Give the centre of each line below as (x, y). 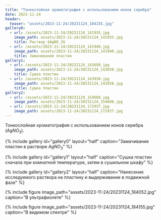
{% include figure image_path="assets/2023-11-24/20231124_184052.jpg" (81, 192)
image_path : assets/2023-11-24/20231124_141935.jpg (68, 38)
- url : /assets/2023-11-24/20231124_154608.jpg (60, 97)
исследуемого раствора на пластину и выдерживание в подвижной (77, 177)
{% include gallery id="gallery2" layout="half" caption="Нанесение (74, 172)
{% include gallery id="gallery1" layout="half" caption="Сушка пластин (79, 157)
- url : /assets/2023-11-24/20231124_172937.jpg (60, 107)
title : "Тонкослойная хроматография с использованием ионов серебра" (79, 10)
